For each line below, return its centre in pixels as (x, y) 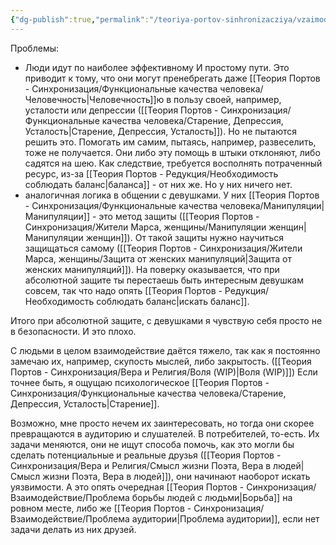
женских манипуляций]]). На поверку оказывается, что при (152, 269)
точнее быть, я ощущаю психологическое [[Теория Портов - (140, 382)
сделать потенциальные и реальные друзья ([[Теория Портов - (146, 455)
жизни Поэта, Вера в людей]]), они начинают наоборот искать (176, 476)
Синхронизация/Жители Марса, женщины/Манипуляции (145, 227)
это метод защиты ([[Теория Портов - (179, 216)
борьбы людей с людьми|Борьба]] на (212, 497)
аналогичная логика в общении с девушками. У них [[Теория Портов (172, 195)
